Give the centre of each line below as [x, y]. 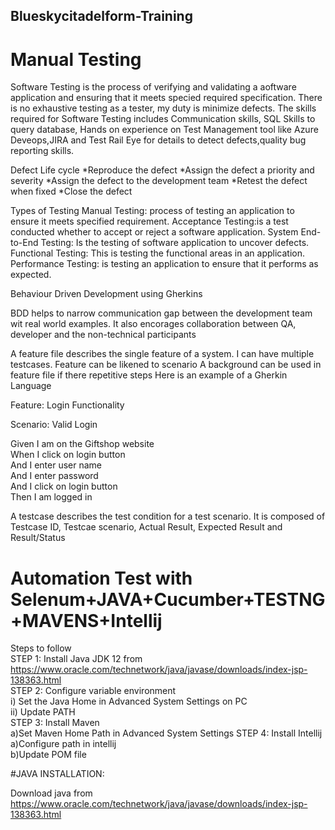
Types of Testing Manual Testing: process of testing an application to [152, 211]
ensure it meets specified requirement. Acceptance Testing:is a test [149, 221]
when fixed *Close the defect [71, 191]
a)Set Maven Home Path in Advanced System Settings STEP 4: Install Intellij [166, 733]
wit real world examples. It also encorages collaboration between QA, [153, 324]
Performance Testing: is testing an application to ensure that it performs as [164, 264]
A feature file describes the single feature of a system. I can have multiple [162, 354]
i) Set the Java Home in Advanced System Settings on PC [129, 701]
